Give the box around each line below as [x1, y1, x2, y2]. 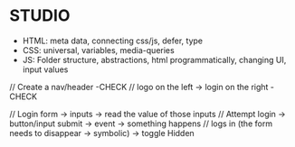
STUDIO [9, 5, 71, 26]
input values [22, 64, 69, 75]
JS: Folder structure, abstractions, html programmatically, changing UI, [22, 54, 287, 65]
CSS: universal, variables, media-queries [22, 44, 175, 55]
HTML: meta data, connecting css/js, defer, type [22, 35, 204, 46]
